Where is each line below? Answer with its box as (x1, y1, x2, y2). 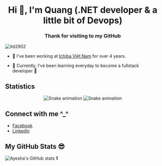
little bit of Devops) (43, 15, 123, 26)
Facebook (12, 123, 33, 129)
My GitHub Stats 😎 (5, 142, 65, 151)
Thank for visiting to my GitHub (44, 33, 121, 39)
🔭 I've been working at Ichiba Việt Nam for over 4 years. (12, 53, 127, 59)
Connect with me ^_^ (5, 109, 69, 118)
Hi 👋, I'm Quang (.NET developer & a (8, 4, 158, 16)
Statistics (5, 82, 35, 91)
